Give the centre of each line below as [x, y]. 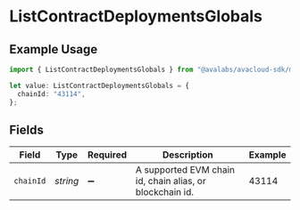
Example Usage [54, 49]
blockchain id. [165, 192]
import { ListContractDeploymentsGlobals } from [101, 69]
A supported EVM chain [185, 170]
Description [187, 155]
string [67, 182]
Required [108, 155]
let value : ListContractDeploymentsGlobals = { [100, 85]
